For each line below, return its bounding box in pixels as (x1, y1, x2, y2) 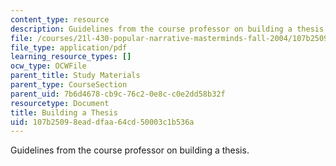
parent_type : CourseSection (10, 80, 128, 90)
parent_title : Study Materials (10, 71, 141, 81)
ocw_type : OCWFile (10, 61, 87, 71)
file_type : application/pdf (10, 42, 128, 53)
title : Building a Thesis (10, 107, 118, 118)
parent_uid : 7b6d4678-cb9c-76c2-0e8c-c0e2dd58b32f (10, 89, 226, 99)
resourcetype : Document (10, 98, 110, 108)
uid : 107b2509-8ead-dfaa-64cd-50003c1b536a (10, 117, 195, 127)
